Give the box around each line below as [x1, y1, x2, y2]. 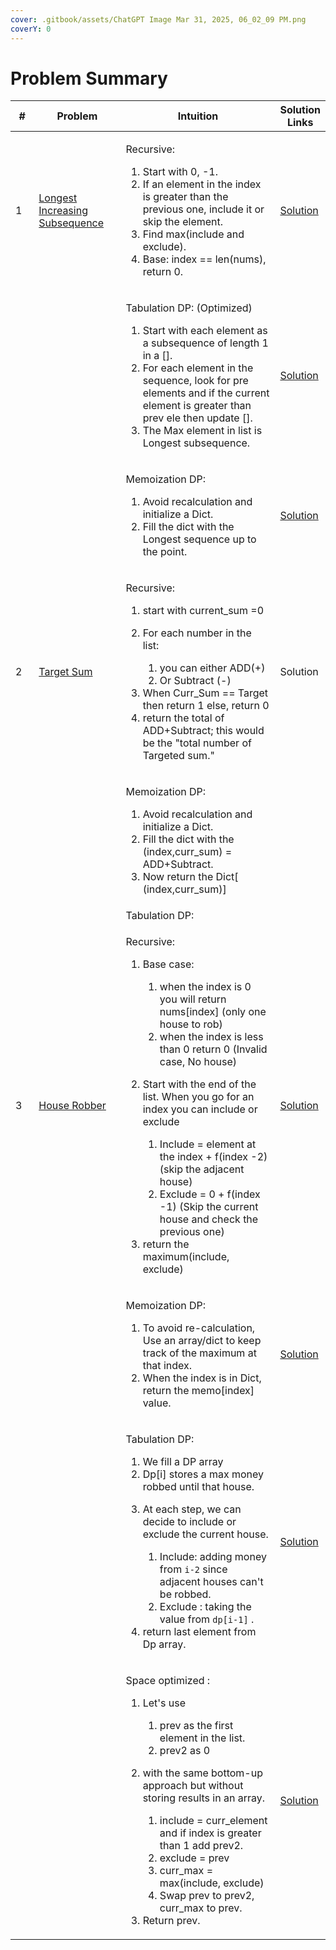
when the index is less [159, 1030, 264, 1044]
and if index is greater [159, 1826, 262, 1840]
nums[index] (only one [159, 1005, 267, 1019]
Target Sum [38, 665, 93, 679]
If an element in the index [142, 177, 262, 191]
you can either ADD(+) [159, 661, 266, 675]
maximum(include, [142, 1250, 230, 1264]
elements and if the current [142, 386, 270, 400]
